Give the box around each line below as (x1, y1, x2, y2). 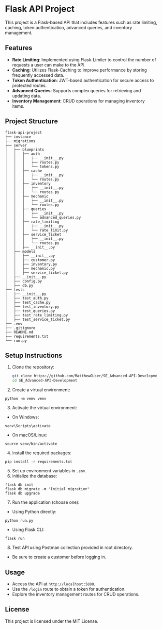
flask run (5, 536, 25, 541)
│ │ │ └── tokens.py (5, 164, 59, 169)
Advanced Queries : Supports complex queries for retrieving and (12, 87, 141, 93)
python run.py (5, 518, 34, 523)
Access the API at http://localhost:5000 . (12, 581, 96, 587)
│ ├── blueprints (5, 147, 44, 152)
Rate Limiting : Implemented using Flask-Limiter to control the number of (12, 57, 156, 63)
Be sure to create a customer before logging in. (12, 554, 106, 560)
